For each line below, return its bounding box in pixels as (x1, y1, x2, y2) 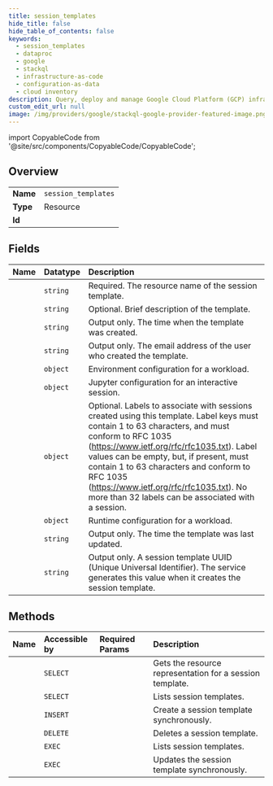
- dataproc (15, 50, 53, 58)
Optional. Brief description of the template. (88, 303, 250, 314)
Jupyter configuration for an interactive (88, 376, 238, 387)
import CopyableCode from (8, 133, 100, 142)
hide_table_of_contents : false (8, 27, 115, 35)
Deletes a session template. (153, 727, 258, 739)
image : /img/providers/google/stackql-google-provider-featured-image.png (8, 111, 267, 119)
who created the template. (88, 350, 188, 361)
